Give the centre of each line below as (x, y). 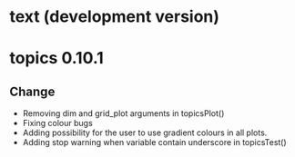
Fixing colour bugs (57, 123)
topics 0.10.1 (57, 59)
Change (32, 91)
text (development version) (115, 17)
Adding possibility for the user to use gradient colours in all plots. (145, 132)
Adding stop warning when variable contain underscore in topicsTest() (154, 142)
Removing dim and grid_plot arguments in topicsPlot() (123, 113)
